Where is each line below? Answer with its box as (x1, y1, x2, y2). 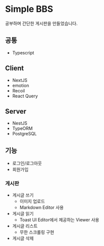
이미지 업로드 (19, 199, 45, 205)
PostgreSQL (12, 131, 37, 137)
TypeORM (12, 125, 33, 131)
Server (5, 107, 27, 116)
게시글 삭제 (12, 236, 34, 242)
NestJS (12, 120, 28, 126)
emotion (12, 82, 30, 88)
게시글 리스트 (12, 223, 38, 229)
